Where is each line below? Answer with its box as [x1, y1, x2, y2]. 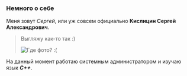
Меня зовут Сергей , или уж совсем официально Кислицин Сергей [6, 18, 176, 25]
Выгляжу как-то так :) [20, 35, 76, 42]
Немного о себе [6, 4, 54, 12]
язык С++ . [6, 64, 33, 71]
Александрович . [6, 24, 50, 31]
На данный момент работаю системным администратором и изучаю [6, 58, 182, 65]
